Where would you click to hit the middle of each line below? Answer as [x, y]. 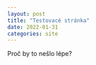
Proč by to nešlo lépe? [40, 54]
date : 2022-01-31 [33, 27]
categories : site [33, 34]
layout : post [26, 14]
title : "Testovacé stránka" [49, 20]
